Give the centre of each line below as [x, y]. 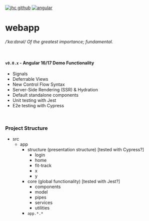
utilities [42, 208]
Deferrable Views [30, 79]
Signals [20, 74]
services [44, 203]
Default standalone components [45, 95]
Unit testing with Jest [34, 100]
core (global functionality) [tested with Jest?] [74, 182]
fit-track [43, 166]
